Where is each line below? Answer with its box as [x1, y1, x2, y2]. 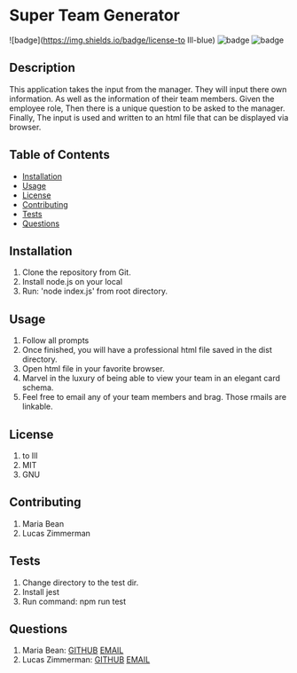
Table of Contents [9, 147, 111, 162]
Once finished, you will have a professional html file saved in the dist [21, 345, 272, 356]
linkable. [21, 401, 53, 412]
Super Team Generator [9, 5, 180, 26]
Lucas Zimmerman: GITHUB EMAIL [21, 654, 151, 665]
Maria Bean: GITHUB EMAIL [21, 645, 124, 656]
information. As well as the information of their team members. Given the [9, 93, 275, 104]
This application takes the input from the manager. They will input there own [9, 83, 287, 94]
